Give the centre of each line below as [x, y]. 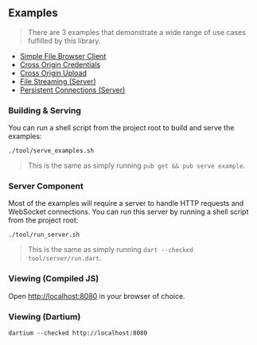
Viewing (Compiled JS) [54, 279]
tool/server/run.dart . [64, 258]
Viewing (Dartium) [45, 316]
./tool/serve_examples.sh [51, 151]
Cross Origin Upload [53, 73]
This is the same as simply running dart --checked [110, 250]
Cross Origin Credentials [60, 64]
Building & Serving [45, 110]
